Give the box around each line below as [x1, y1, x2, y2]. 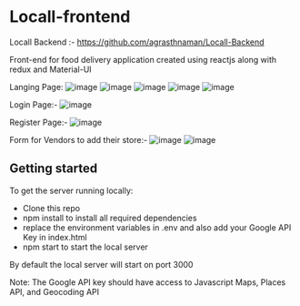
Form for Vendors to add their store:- [9, 134, 148, 145]
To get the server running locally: [9, 185, 134, 196]
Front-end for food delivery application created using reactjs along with [9, 54, 277, 65]
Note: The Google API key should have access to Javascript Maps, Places [9, 276, 286, 288]
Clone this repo [22, 202, 80, 213]
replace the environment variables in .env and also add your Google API [22, 221, 292, 233]
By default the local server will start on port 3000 [9, 259, 194, 270]
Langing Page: [9, 81, 64, 92]
